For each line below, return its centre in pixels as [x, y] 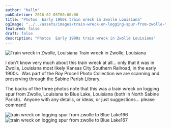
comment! [16, 105]
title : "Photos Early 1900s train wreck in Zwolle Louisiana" [74, 19]
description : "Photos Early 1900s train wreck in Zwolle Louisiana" [81, 39]
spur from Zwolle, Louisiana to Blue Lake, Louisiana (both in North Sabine [82, 94]
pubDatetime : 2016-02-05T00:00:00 [42, 15]
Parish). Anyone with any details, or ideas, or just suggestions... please [80, 99]
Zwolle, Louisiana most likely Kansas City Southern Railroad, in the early [81, 68]
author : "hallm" [22, 10]
